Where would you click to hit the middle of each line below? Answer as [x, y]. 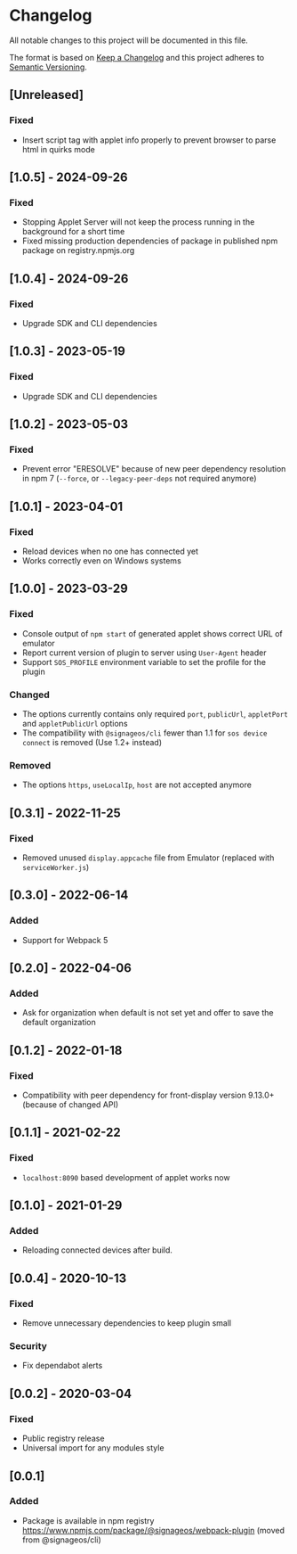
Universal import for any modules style [93, 1448]
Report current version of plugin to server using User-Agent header [144, 653]
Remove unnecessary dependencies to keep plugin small [127, 1323]
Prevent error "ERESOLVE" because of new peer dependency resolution [154, 469]
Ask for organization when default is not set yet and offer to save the [148, 1013]
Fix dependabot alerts [62, 1366]
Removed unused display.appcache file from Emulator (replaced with [148, 858]
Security [28, 1346]
